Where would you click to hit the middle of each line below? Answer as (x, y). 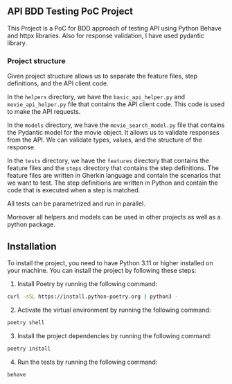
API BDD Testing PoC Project (70, 11)
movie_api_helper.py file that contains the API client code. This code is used (116, 104)
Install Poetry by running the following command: (87, 283)
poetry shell (26, 322)
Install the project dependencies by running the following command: (114, 335)
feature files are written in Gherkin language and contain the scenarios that (114, 176)
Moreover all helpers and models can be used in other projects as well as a (114, 217)
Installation (32, 246)
